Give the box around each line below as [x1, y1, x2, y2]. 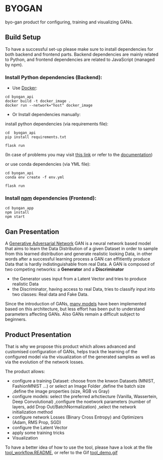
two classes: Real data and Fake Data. [12, 291, 89, 298]
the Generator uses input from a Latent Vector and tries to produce [12, 276, 147, 282]
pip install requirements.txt [5, 135, 67, 140]
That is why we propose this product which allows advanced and [5, 343, 136, 349]
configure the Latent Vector [12, 424, 68, 430]
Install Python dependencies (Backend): [5, 74, 102, 80]
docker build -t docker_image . [5, 99, 71, 104]
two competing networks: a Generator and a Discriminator [5, 266, 124, 272]
